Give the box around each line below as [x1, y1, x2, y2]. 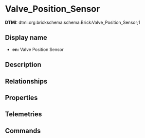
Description [5, 61, 41, 69]
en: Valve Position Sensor [12, 46, 64, 52]
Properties [5, 93, 38, 102]
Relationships [5, 77, 48, 86]
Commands [5, 126, 41, 135]
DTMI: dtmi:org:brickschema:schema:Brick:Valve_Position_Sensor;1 [5, 19, 140, 25]
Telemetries [5, 110, 42, 119]
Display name [5, 34, 47, 42]
